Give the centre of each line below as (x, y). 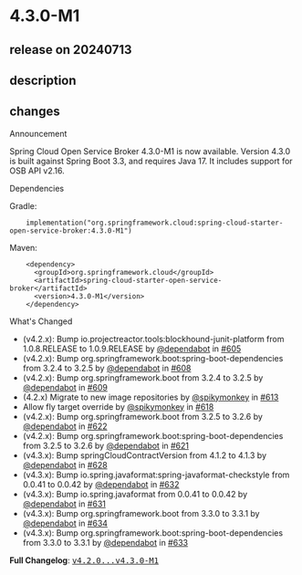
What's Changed (41, 321)
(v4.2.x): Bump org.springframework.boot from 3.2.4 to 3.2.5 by (143, 377)
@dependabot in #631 (64, 504)
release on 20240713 (71, 50)
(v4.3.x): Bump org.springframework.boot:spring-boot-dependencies (153, 533)
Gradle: (23, 205)
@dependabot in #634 (65, 523)
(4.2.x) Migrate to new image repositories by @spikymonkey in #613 (151, 397)
